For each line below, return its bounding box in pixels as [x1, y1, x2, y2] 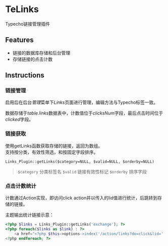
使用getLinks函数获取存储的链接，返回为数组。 [5, 143, 102, 149]
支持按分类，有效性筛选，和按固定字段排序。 [5, 149, 98, 155]
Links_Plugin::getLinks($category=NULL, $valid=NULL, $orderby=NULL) [5, 159, 155, 164]
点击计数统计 [5, 182, 37, 190]
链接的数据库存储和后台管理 [12, 49, 71, 56]
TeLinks [5, 4, 39, 15]
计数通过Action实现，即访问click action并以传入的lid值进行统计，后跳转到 [5, 195, 158, 201]
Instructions [5, 71, 44, 80]
